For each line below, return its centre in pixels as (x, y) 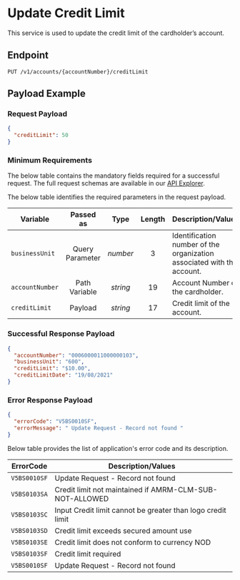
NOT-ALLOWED (82, 499)
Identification (194, 235)
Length (153, 219)
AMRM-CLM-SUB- (184, 489)
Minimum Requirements (50, 160)
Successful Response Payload (61, 334)
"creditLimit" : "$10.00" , (52, 369)
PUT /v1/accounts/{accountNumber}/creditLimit (78, 72)
